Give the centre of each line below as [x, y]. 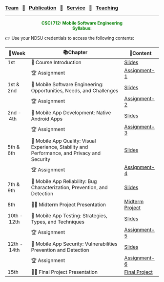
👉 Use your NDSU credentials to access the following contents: [70, 38]
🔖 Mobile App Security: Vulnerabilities [74, 244]
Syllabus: [82, 28]
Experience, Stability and [60, 147]
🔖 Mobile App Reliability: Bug [64, 181]
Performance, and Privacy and [66, 153]
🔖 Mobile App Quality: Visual [63, 141]
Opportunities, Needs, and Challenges [75, 91]
